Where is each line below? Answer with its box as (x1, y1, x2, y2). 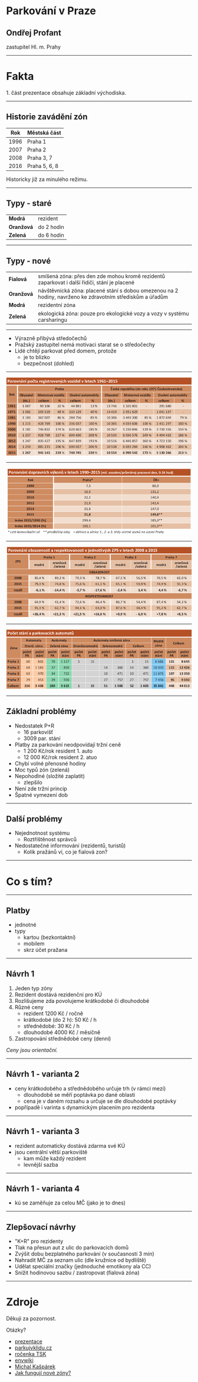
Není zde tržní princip (14, 785, 68, 792)
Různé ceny (14, 1003, 44, 1010)
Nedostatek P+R (14, 722, 55, 729)
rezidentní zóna (38, 302, 75, 309)
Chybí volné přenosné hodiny (14, 760, 87, 767)
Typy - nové (6, 256, 51, 266)
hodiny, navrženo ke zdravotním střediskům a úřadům (38, 293, 169, 301)
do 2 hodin (38, 223, 65, 230)
